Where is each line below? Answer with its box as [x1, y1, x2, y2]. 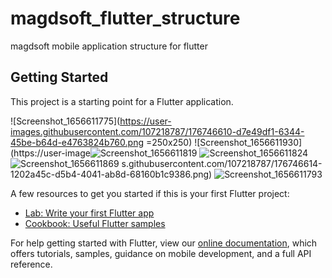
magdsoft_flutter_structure [10, 7, 241, 30]
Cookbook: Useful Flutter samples [24, 217, 166, 229]
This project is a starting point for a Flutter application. [10, 95, 234, 107]
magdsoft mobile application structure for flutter [10, 40, 208, 52]
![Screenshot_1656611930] [194, 136, 303, 148]
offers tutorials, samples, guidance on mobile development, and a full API [10, 247, 312, 259]
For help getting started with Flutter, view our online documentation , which [10, 237, 318, 249]
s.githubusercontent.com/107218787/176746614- [121, 157, 323, 169]
